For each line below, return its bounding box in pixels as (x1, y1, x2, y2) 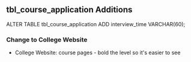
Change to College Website (6, 35, 88, 44)
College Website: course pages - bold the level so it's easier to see (14, 49, 181, 56)
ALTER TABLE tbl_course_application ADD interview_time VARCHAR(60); (6, 20, 186, 27)
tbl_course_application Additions (6, 5, 133, 15)
